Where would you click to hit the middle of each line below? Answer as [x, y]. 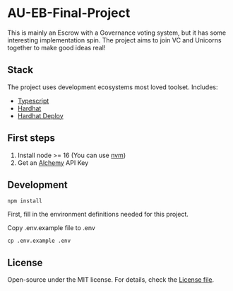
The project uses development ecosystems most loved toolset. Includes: [113, 87]
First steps [31, 138]
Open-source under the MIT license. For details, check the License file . [111, 280]
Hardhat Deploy [40, 115]
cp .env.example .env [39, 241]
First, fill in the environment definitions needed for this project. [98, 215]
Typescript [33, 101]
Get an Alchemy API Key [53, 162]
